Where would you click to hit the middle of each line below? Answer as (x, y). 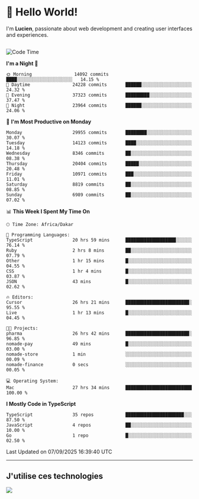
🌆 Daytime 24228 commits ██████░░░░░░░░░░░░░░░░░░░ (99, 85)
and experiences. (27, 34)
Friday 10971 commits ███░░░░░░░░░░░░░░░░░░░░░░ (99, 174)
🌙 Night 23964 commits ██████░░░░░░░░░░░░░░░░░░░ (99, 106)
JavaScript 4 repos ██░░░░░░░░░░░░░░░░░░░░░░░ (99, 425)
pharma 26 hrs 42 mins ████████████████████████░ (99, 334)
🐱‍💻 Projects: (22, 329)
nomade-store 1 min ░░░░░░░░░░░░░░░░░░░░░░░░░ (99, 355)
